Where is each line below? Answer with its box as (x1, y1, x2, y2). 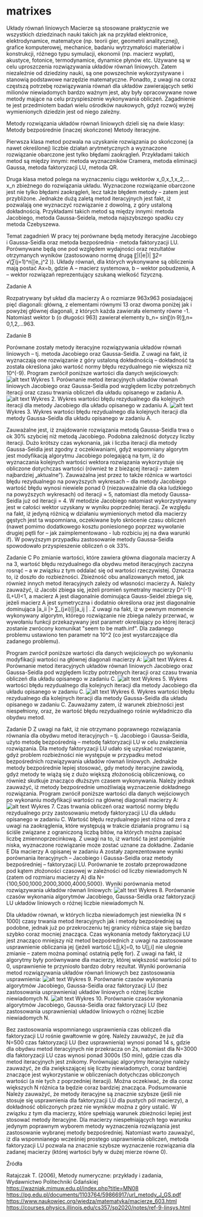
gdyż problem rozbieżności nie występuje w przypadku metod (6, 751, 162, 758)
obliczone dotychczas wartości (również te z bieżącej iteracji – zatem (6, 465, 180, 472)
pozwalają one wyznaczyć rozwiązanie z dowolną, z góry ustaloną (6, 201, 173, 208)
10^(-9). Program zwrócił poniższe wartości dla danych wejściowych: (6, 369, 179, 376)
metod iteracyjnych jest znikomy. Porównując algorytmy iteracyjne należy (6, 1058, 190, 1065)
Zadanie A (6, 282, 32, 290)
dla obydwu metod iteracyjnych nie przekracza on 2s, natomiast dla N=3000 (6, 1045, 198, 1052)
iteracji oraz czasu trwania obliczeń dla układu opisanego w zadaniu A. (6, 388, 183, 396)
